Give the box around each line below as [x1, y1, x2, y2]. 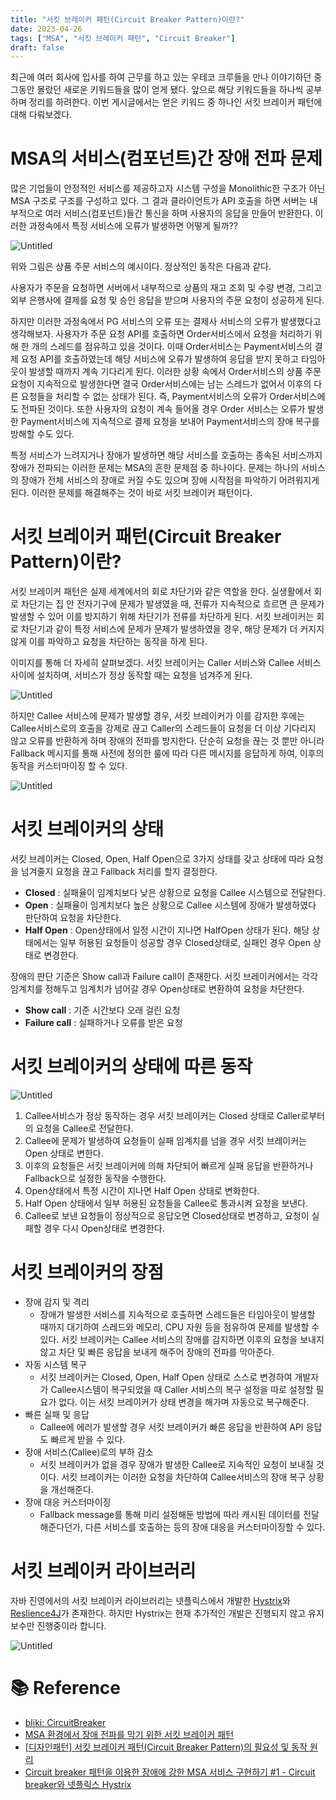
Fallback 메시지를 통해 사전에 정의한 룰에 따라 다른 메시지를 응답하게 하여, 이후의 [10, 747, 325, 760]
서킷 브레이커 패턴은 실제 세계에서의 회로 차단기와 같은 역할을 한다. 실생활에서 [10, 586, 312, 598]
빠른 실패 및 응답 [24, 1408, 90, 1420]
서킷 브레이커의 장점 [10, 1261, 165, 1284]
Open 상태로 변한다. [24, 1147, 104, 1159]
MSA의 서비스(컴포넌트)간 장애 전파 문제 [10, 147, 323, 170]
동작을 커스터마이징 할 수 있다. [10, 760, 128, 772]
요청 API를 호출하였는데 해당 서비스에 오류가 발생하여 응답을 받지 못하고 [20, 353, 300, 365]
